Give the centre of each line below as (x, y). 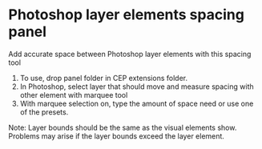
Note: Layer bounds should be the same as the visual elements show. (123, 127)
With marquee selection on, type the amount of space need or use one (137, 103)
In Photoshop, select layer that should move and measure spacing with (137, 87)
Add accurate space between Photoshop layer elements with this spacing (130, 54)
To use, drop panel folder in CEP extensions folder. (104, 78)
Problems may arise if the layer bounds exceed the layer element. (116, 136)
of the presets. (44, 112)
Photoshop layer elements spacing (126, 15)
